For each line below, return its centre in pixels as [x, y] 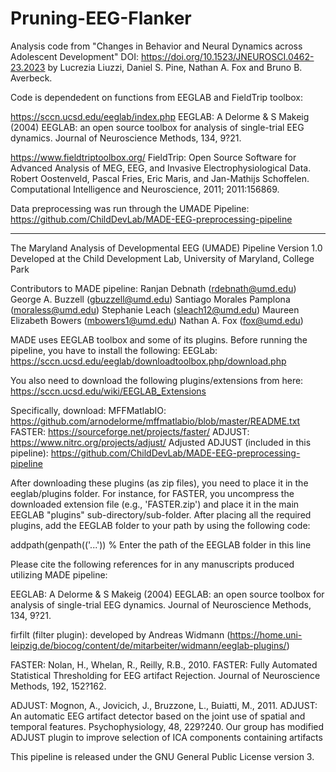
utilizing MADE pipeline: [59, 574]
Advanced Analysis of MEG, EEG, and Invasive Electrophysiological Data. [161, 168]
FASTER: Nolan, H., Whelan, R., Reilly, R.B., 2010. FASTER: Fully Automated [164, 664]
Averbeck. [31, 78]
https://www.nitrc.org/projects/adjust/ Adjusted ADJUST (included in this [161, 442]
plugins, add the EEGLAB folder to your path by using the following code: [160, 525]
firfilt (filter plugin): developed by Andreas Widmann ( [120, 634]
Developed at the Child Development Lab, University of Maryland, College [162, 258]
